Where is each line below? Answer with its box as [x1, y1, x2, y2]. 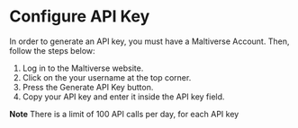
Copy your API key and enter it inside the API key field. [22, 91, 225, 102]
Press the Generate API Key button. [22, 81, 154, 92]
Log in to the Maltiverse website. [22, 63, 144, 73]
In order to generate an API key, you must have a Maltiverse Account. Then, [9, 36, 290, 47]
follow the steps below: [9, 45, 96, 55]
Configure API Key [9, 6, 150, 27]
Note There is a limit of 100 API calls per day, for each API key [9, 108, 239, 119]
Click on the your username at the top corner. [22, 72, 192, 82]
